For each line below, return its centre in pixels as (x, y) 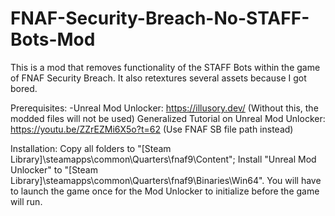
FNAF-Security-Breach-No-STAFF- (160, 18)
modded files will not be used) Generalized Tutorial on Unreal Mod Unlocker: (168, 118)
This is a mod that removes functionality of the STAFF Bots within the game (165, 67)
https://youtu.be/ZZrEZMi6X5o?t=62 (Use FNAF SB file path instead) (152, 129)
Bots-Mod (53, 39)
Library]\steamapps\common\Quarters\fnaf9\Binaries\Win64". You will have (166, 180)
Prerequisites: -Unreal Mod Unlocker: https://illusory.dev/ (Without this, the (164, 108)
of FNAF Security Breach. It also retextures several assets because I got (158, 78)
